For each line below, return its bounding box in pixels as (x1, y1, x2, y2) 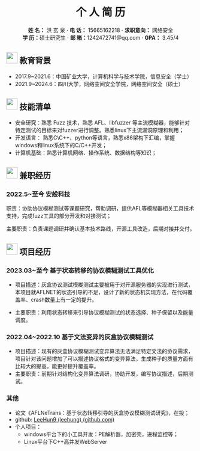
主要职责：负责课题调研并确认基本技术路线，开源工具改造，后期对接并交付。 (6, 225, 195, 232)
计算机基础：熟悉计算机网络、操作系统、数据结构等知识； (14, 149, 157, 156)
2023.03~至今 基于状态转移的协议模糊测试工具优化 (6, 266, 154, 274)
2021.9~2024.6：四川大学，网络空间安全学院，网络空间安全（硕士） (14, 80, 184, 87)
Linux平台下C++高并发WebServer (23, 438, 108, 445)
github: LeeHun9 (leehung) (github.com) (14, 416, 115, 423)
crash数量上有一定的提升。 (31, 296, 98, 303)
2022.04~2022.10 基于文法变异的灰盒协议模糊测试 (6, 333, 154, 341)
